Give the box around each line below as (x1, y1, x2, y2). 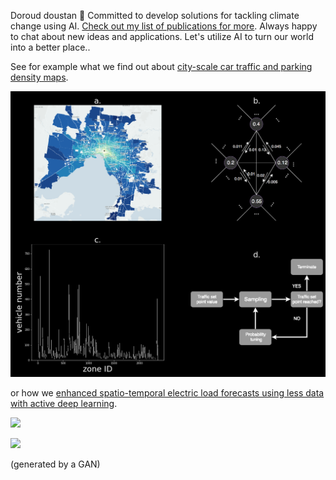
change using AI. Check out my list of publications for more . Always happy (10, 20, 318, 32)
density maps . (10, 71, 69, 83)
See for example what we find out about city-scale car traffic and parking (10, 61, 313, 72)
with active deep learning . (10, 398, 118, 410)
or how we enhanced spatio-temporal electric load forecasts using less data (10, 387, 325, 399)
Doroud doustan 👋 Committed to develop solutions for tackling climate (10, 10, 300, 21)
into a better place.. (10, 41, 91, 53)
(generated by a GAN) (10, 458, 101, 470)
